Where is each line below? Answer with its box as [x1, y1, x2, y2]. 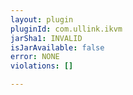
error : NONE [10, 52, 60, 62]
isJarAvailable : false [10, 42, 105, 53]
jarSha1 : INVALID [10, 33, 83, 43]
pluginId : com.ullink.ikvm [10, 24, 123, 34]
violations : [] [10, 61, 74, 71]
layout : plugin [10, 14, 74, 25]
